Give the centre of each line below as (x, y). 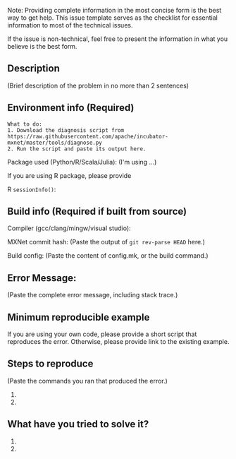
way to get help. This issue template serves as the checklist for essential (113, 18)
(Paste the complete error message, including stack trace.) (93, 295)
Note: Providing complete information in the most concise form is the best (114, 10)
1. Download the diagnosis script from (66, 130)
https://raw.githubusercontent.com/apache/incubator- (88, 136)
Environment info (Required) (71, 108)
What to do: (25, 124)
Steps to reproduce (50, 364)
